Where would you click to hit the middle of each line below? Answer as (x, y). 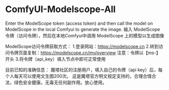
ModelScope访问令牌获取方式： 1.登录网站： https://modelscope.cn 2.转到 (82, 46)
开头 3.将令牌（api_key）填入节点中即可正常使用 (55, 59)
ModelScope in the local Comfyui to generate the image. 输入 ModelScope (83, 29)
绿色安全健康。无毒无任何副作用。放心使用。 (60, 82)
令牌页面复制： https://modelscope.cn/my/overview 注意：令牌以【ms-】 (85, 53)
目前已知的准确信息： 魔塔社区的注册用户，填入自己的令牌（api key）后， (82, 70)
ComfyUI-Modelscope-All (61, 9)
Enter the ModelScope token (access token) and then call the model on (79, 23)
